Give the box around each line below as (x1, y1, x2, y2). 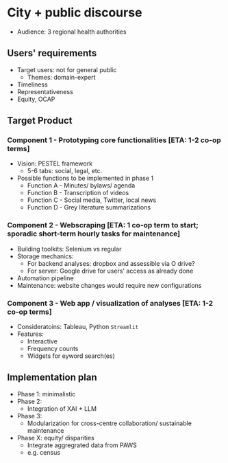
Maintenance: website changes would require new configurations (16, 281, 202, 289)
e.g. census (27, 448, 60, 456)
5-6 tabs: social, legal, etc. (27, 167, 103, 175)
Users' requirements (7, 47, 97, 59)
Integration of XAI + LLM (27, 404, 97, 413)
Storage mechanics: (16, 252, 74, 260)
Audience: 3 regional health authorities (16, 27, 127, 36)
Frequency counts (27, 345, 79, 353)
